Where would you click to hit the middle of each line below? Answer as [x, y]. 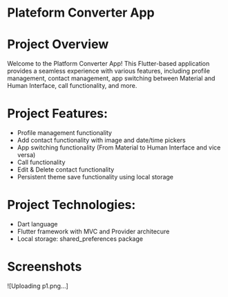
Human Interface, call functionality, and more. [72, 86]
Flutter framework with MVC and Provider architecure [93, 231]
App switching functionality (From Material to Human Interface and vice [119, 147]
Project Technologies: [72, 205]
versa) [26, 155]
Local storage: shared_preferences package [80, 239]
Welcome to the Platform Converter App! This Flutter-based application [108, 64]
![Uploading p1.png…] [38, 286]
